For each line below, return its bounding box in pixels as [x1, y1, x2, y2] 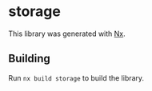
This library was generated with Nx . [8, 29, 126, 38]
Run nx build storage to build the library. [8, 73, 145, 82]
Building [8, 52, 50, 65]
